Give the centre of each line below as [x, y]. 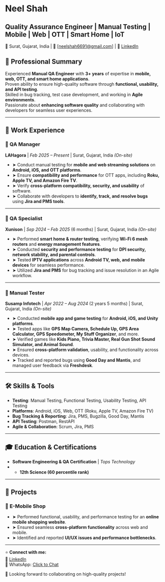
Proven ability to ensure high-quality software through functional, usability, [82, 84]
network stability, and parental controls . [54, 255]
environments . [20, 99]
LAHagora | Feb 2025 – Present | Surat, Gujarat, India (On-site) [69, 155]
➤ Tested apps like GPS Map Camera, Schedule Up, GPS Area [75, 329]
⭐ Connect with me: [26, 552]
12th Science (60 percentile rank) [54, 472]
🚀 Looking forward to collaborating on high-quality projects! [66, 574]
